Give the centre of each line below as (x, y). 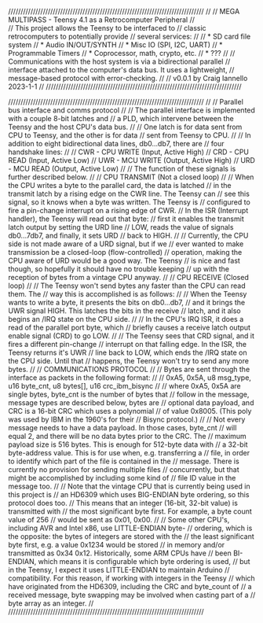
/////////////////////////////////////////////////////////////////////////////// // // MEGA (124, 11)
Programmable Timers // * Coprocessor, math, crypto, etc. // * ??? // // (122, 53)
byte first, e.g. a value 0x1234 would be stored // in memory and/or (117, 545)
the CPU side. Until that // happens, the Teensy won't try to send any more (129, 361)
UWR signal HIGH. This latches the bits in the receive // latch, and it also (124, 311)
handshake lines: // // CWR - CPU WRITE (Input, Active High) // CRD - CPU (129, 152)
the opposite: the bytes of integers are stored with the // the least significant (131, 536)
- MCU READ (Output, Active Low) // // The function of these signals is (122, 169)
